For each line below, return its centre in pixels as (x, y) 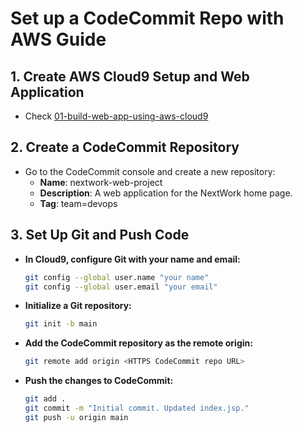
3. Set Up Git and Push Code (100, 235)
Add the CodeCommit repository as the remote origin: (138, 343)
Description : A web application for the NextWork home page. (166, 193)
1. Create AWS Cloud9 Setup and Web (130, 76)
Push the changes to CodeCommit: (99, 381)
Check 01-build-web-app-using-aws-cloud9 (116, 116)
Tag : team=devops (78, 203)
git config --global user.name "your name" (117, 277)
